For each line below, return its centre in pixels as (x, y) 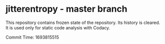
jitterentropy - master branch (66, 9)
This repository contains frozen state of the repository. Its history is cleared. (83, 22)
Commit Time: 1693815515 (32, 37)
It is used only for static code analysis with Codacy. (58, 27)
